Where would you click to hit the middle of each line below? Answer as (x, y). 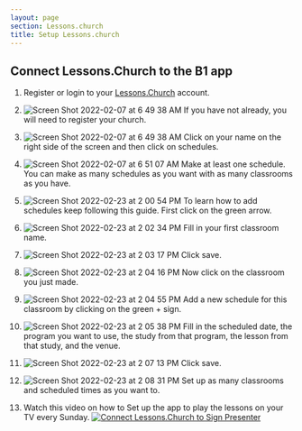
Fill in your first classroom (231, 228)
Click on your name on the (233, 137)
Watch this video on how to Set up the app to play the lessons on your (153, 408)
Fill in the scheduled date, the (238, 326)
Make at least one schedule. (233, 164)
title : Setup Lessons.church (65, 34)
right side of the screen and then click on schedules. (121, 147)
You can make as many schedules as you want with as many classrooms (158, 174)
